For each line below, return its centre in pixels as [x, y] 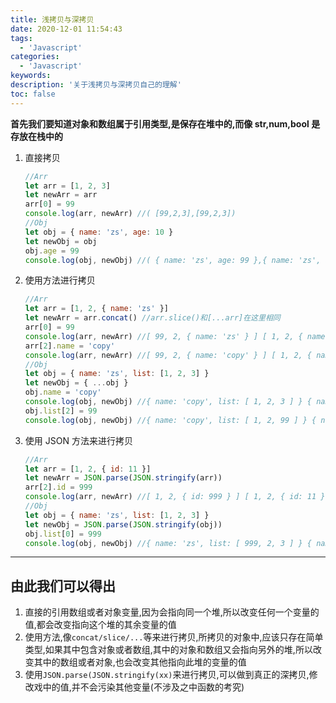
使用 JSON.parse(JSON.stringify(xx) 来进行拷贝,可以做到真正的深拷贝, [167, 675]
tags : [21, 38]
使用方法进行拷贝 [60, 280]
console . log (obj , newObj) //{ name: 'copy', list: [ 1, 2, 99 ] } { [170, 420]
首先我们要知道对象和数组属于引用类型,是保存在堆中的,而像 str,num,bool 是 [165, 123]
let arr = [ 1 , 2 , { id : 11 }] [88, 469]
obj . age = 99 [52, 251]
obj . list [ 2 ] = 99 [61, 411]
